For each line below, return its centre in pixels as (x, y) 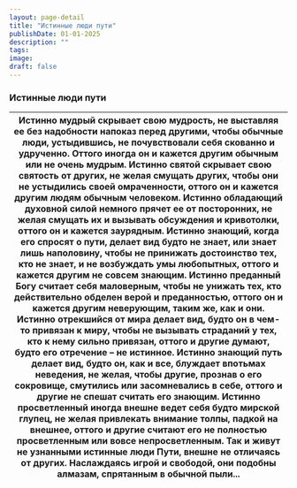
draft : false (33, 67)
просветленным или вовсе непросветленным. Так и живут (148, 441)
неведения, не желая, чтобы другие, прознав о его (148, 375)
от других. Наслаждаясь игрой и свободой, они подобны (148, 463)
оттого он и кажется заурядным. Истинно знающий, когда (148, 231)
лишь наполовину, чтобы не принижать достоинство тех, (148, 253)
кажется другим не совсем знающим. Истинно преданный (148, 275)
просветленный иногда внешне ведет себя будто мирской (148, 408)
